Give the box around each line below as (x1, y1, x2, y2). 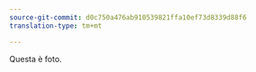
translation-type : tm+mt (9, 21, 102, 30)
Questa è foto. (9, 53, 63, 64)
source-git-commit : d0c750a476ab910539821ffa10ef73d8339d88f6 (9, 12, 247, 22)
